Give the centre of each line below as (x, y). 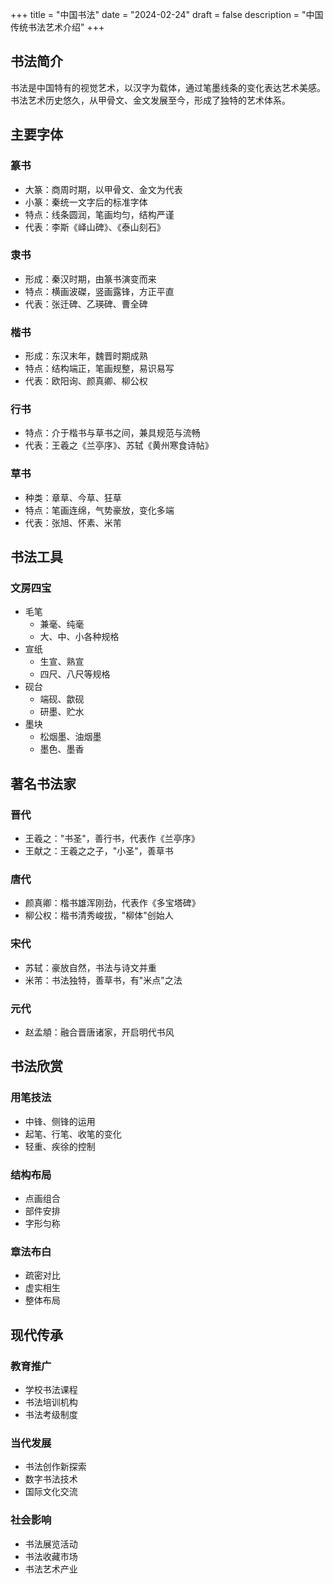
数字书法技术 (51, 1479)
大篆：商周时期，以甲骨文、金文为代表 (103, 189)
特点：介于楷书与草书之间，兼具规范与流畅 (112, 433)
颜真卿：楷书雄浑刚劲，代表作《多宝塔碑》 (112, 903)
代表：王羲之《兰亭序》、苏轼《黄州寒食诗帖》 (119, 445)
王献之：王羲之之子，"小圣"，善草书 (99, 851)
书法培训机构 (51, 1402)
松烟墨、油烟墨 (70, 737)
